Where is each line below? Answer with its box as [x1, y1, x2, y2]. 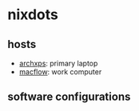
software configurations [7, 90, 131, 104]
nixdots [7, 6, 59, 24]
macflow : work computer [18, 67, 102, 77]
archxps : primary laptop [18, 58, 98, 68]
